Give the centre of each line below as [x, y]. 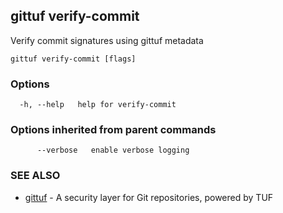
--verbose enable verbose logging [113, 150]
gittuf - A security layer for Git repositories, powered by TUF [149, 197]
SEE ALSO [35, 176]
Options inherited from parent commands [113, 130]
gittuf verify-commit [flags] [73, 59]
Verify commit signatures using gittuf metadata [107, 40]
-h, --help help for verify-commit [98, 105]
